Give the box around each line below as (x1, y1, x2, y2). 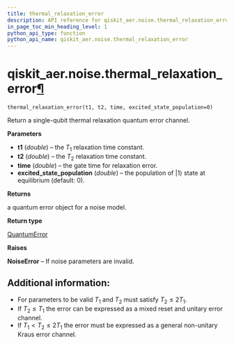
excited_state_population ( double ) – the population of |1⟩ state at (17, 169, 205, 177)
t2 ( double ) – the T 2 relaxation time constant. (17, 152, 147, 162)
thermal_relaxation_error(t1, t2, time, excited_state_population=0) (7, 104, 214, 111)
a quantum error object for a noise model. (7, 203, 127, 211)
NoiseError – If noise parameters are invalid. (7, 257, 134, 265)
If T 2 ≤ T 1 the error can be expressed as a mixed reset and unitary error (17, 304, 223, 315)
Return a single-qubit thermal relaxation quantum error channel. (7, 116, 190, 125)
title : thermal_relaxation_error (7, 10, 104, 17)
